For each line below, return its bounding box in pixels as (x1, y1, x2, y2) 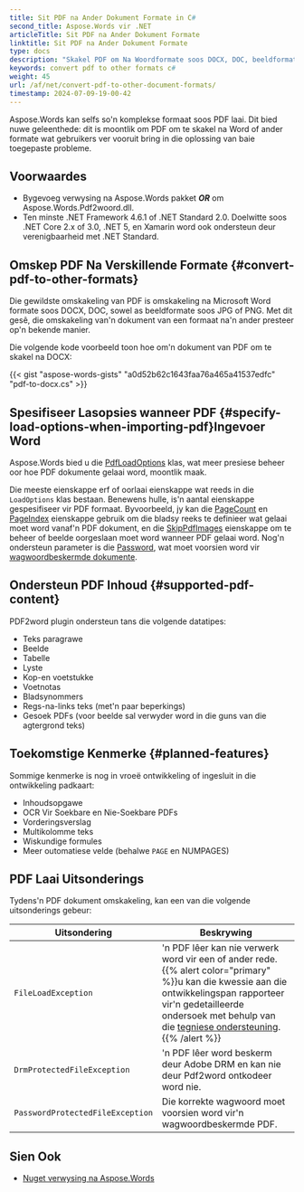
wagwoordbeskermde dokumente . (9, 551, 138, 562)
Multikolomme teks (22, 826, 94, 837)
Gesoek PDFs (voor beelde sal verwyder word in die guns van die (22, 710, 267, 721)
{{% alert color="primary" (161, 964, 271, 977)
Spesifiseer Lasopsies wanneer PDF (9, 404, 217, 421)
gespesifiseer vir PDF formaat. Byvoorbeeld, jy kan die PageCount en (9, 503, 269, 514)
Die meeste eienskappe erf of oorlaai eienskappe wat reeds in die (9, 484, 255, 495)
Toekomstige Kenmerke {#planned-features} (9, 746, 270, 762)
